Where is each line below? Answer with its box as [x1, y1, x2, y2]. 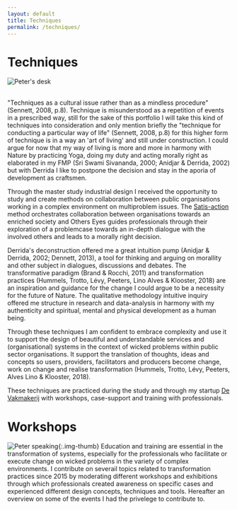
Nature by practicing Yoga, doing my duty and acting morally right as [7, 151, 209, 160]
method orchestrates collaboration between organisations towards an [7, 210, 210, 219]
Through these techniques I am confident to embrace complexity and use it [7, 328, 227, 336]
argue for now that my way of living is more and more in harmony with [7, 144, 212, 152]
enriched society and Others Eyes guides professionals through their [7, 217, 208, 226]
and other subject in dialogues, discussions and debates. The [7, 261, 187, 270]
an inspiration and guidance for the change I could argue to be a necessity [7, 284, 224, 292]
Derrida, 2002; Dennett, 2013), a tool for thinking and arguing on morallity [7, 254, 221, 262]
